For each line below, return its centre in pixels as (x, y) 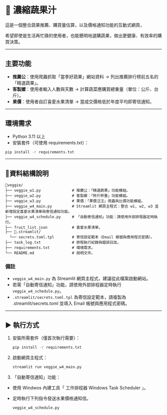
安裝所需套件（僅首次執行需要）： (46, 338)
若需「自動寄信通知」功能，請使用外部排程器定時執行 (67, 284)
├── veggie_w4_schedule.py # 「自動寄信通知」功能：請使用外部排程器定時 (80, 217)
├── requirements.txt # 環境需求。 (50, 248)
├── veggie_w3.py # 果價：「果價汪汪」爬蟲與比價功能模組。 (75, 201)
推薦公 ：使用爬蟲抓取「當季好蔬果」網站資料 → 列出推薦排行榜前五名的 (85, 76)
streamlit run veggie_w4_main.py (47, 367)
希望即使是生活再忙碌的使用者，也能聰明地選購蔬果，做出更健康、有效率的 (81, 35)
